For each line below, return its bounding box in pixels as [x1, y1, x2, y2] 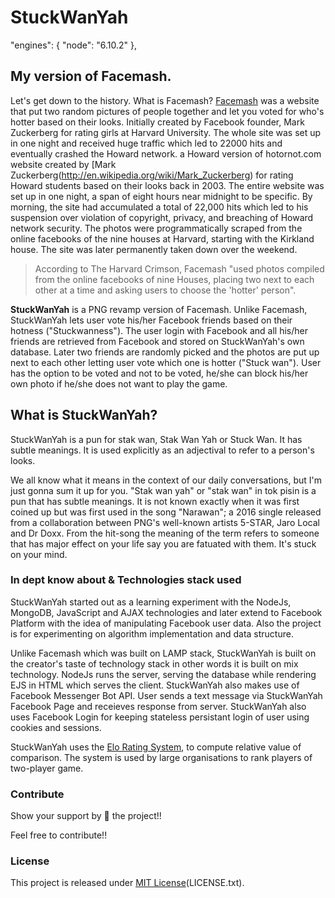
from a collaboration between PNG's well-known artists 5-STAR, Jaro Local [10, 516, 320, 528]
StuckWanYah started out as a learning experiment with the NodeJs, [10, 596, 292, 608]
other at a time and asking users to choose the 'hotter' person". [34, 284, 297, 296]
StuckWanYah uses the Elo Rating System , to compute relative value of [10, 741, 302, 753]
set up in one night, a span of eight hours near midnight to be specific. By [10, 190, 313, 202]
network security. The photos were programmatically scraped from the [10, 222, 303, 234]
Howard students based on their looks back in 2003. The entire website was [10, 179, 325, 191]
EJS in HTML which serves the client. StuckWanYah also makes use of [10, 679, 300, 691]
